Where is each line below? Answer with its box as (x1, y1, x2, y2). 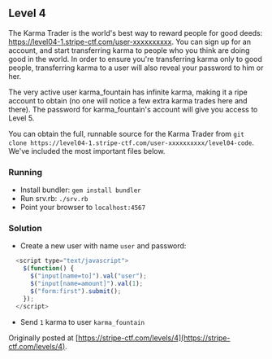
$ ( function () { (23, 265, 75, 273)
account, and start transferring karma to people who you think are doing (8, 45, 250, 55)
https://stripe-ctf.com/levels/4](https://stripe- (78, 333, 231, 343)
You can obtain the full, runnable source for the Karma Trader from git (8, 129, 245, 138)
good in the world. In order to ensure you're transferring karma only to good (8, 54, 262, 63)
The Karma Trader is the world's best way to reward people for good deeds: (8, 28, 263, 37)
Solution (8, 223, 43, 234)
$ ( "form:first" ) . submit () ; (29, 287, 122, 296)
